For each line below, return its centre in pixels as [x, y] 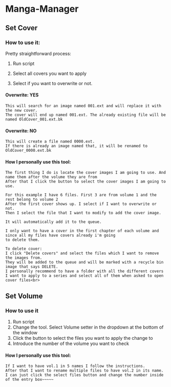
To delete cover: [24, 249]
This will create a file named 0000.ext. [50, 141]
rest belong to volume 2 [32, 200]
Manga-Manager [42, 9]
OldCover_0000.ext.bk [28, 151]
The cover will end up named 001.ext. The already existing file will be [86, 115]
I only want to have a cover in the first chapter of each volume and [82, 231]
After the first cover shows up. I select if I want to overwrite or [81, 204]
